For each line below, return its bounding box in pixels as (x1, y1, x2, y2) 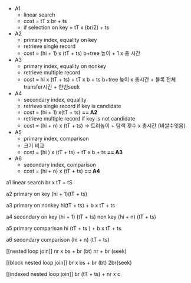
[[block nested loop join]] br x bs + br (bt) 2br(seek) (6, 259, 132, 266)
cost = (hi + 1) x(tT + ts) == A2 (23, 109, 98, 116)
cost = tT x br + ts (23, 18, 67, 24)
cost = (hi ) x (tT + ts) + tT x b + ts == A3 (23, 149, 123, 155)
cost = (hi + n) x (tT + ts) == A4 (23, 168, 100, 174)
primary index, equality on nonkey (23, 63, 107, 70)
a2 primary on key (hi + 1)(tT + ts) (6, 190, 87, 197)
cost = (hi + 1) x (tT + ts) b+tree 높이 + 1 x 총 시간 (23, 50, 140, 57)
